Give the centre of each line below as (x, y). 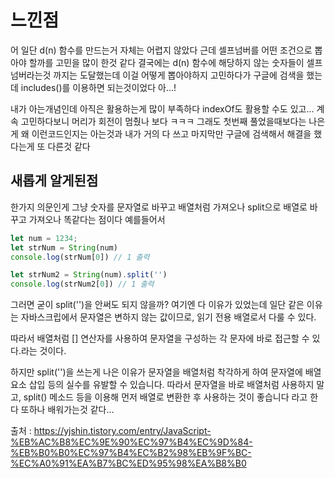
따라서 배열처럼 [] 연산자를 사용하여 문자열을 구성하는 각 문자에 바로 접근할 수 (160, 338)
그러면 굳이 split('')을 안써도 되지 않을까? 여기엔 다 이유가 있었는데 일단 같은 (157, 305)
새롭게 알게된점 (54, 181)
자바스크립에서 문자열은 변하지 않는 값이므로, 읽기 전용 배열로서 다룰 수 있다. (168, 317)
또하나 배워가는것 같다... (67, 410)
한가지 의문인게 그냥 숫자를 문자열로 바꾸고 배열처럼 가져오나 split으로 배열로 (159, 207)
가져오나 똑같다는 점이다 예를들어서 (97, 219)
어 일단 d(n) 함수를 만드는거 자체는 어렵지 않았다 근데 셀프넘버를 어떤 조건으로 (161, 50)
